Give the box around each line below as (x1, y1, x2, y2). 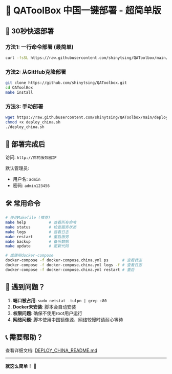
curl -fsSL (5, 55, 29, 60)
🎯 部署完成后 (5, 139, 45, 149)
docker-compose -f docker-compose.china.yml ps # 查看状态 (5, 258, 142, 263)
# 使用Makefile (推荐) (5, 215, 51, 220)
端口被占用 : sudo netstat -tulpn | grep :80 (12, 297, 107, 303)
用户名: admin (12, 176, 41, 182)
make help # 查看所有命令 (5, 220, 77, 225)
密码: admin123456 (12, 182, 50, 189)
